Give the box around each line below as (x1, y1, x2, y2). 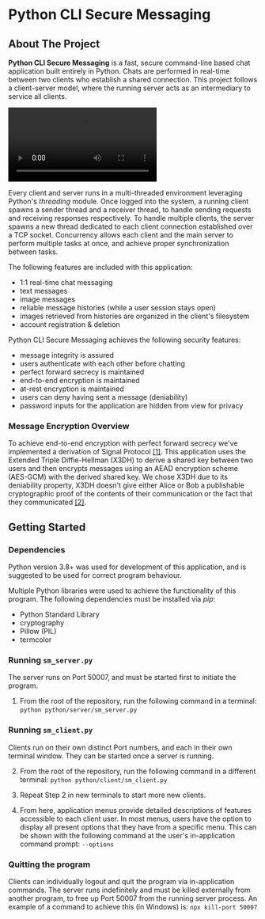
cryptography (19, 617, 65, 627)
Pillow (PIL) (19, 626, 57, 636)
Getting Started (8, 520, 86, 534)
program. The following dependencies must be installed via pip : (8, 594, 216, 603)
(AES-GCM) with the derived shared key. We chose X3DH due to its (8, 473, 228, 482)
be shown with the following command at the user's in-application (19, 830, 236, 840)
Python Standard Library (19, 610, 100, 619)
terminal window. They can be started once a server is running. (8, 750, 214, 761)
